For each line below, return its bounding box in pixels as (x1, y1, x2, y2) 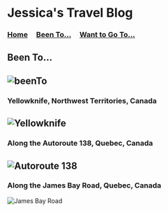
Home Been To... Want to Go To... (7, 30, 136, 40)
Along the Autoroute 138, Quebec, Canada (7, 138, 153, 148)
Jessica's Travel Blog (7, 5, 134, 21)
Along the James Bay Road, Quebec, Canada (7, 181, 162, 190)
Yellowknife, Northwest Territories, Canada (7, 96, 157, 105)
